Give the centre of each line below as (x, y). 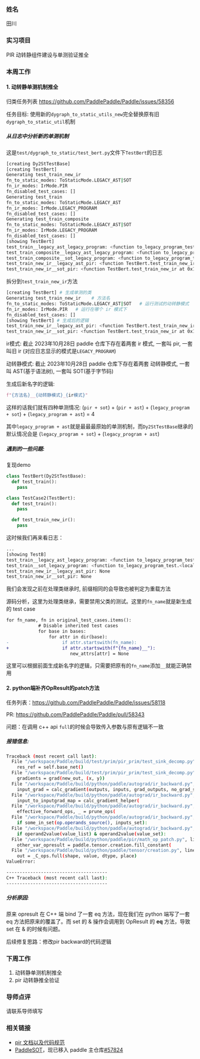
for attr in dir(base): (78, 637)
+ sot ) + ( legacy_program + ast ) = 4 (51, 414)
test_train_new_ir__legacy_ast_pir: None (58, 571)
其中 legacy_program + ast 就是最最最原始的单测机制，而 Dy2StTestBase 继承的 (100, 427)
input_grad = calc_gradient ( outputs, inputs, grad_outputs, (93, 789)
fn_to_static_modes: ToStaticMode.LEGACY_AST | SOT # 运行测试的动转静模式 (98, 304)
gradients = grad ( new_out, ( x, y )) (61, 778)
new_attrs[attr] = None (99, 654)
